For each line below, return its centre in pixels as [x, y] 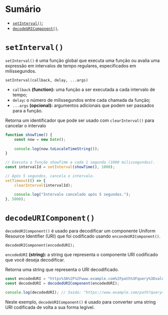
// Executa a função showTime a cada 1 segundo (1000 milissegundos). [80, 162]
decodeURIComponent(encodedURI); [40, 246]
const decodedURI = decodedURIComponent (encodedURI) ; [62, 284]
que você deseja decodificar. [35, 260]
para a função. [27, 110]
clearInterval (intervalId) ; [43, 185]
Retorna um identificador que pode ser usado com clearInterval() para [80, 120]
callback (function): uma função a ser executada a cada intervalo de [84, 89]
